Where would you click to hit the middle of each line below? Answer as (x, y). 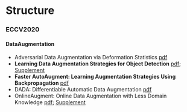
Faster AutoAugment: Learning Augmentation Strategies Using (95, 77)
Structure (30, 11)
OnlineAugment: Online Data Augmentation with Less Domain (90, 96)
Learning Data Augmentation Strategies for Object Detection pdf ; (98, 64)
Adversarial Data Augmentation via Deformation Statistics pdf (91, 58)
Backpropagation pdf (41, 83)
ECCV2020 (23, 30)
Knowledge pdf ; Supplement (50, 102)
